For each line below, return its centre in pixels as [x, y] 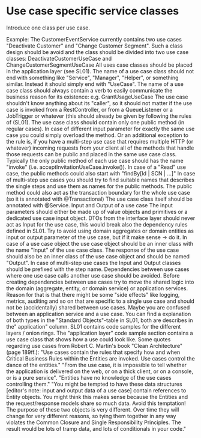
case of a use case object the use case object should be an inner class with [100, 243]
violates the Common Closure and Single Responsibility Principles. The [94, 422]
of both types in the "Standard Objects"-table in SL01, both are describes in [100, 320]
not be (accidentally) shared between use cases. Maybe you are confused [98, 307]
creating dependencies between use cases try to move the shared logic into [100, 282]
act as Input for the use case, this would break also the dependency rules [97, 224]
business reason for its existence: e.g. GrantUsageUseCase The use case [97, 97]
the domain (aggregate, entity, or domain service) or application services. [97, 288]
